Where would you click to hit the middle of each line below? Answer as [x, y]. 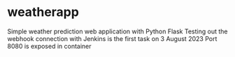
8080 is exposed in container [50, 46]
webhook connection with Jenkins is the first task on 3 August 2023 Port [112, 38]
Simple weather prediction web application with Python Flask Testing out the [117, 31]
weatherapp [43, 12]
